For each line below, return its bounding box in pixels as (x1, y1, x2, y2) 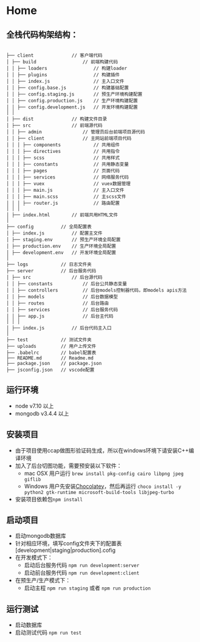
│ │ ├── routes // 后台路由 (6, 300, 109, 306)
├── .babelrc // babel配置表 (6, 350, 97, 356)
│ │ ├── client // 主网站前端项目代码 (6, 135, 132, 141)
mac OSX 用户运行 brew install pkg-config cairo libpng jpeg (24, 470, 184, 477)
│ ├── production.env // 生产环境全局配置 (6, 243, 117, 249)
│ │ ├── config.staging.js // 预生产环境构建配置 (6, 91, 143, 97)
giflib (24, 476, 41, 482)
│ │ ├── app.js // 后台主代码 (6, 313, 114, 319)
